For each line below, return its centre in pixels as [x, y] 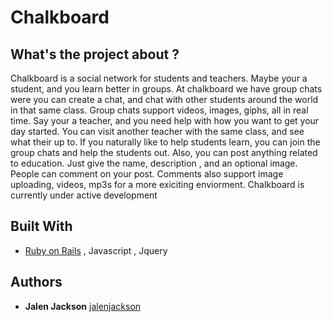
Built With [41, 226]
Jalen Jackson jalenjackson [83, 306]
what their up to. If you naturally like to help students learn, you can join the [165, 142]
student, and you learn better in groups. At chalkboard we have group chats [166, 89]
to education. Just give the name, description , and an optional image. [154, 163]
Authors [36, 282]
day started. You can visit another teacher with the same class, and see [157, 131]
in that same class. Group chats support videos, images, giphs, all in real [159, 110]
